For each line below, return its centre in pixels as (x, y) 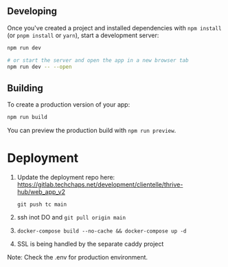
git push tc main (42, 205)
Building (25, 88)
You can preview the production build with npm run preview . (92, 131)
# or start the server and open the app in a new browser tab (98, 60)
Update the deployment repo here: (66, 178)
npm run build (27, 117)
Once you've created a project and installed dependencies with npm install (114, 28)
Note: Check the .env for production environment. (78, 257)
